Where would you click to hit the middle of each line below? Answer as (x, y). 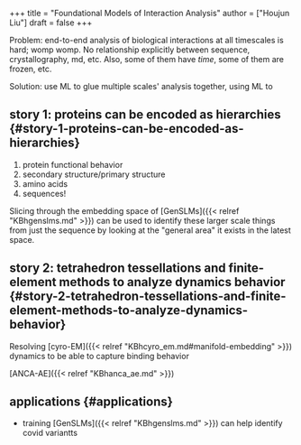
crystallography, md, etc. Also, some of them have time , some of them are (146, 59)
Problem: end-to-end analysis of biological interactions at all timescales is (146, 40)
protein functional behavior (73, 164)
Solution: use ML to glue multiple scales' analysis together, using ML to (141, 86)
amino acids (45, 183)
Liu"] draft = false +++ (51, 23)
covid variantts (50, 433)
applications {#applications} (91, 402)
